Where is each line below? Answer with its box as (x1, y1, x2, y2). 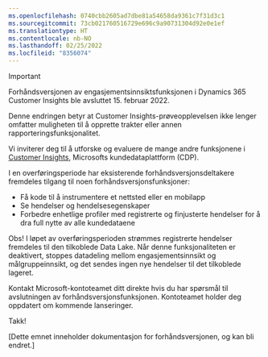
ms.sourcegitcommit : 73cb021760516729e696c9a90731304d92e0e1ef (8, 19, 225, 27)
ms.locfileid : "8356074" (8, 49, 92, 57)
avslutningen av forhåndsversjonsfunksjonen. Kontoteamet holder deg (8, 292, 241, 301)
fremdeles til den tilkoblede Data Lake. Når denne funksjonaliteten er (8, 243, 236, 251)
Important (8, 72, 41, 81)
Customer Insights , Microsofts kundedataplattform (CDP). (8, 152, 200, 162)
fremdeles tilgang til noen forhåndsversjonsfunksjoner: (8, 176, 191, 186)
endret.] (8, 340, 35, 350)
